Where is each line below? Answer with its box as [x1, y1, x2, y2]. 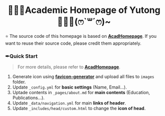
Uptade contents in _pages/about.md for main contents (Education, [12, 90, 150, 96]
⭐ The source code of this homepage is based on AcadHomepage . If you [5, 33, 156, 39]
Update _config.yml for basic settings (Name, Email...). [12, 84, 127, 90]
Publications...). [12, 95, 45, 101]
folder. [12, 79, 26, 85]
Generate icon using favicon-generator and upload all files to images [12, 74, 154, 80]
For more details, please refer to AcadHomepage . [17, 64, 120, 70]
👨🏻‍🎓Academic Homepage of [7, 4, 127, 16]
